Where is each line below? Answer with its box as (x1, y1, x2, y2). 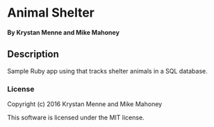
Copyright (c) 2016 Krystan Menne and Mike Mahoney (7, 99, 163, 108)
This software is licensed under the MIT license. (7, 113, 145, 121)
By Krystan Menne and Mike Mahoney (7, 28, 120, 36)
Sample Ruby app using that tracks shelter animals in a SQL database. (7, 67, 208, 75)
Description (7, 49, 59, 60)
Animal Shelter (7, 5, 95, 21)
